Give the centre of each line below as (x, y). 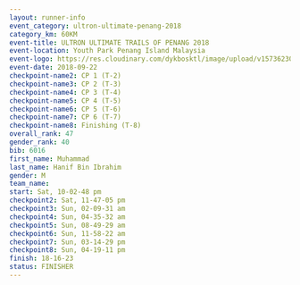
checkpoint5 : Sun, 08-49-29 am (67, 225)
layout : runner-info (48, 17)
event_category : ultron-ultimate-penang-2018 (95, 26)
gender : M (28, 175)
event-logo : (31, 59)
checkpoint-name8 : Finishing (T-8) (75, 126)
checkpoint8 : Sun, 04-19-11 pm (67, 250)
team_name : (29, 184)
